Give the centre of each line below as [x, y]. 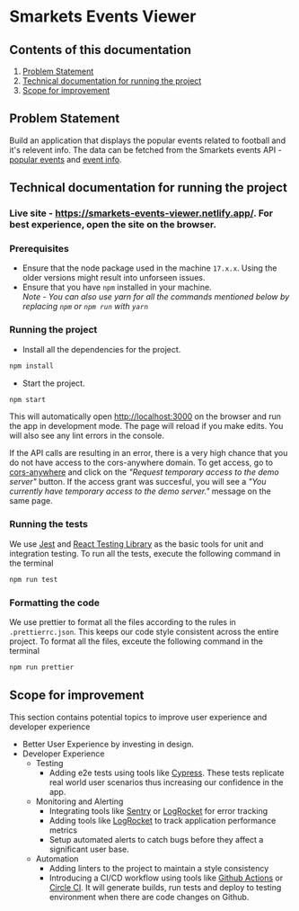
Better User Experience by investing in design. [108, 744]
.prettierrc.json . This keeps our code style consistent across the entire [144, 631]
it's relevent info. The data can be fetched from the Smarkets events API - [145, 149]
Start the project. [53, 383]
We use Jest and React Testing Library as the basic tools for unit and [136, 544]
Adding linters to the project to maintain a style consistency [159, 868]
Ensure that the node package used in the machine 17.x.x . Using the [149, 268]
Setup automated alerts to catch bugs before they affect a [156, 839]
